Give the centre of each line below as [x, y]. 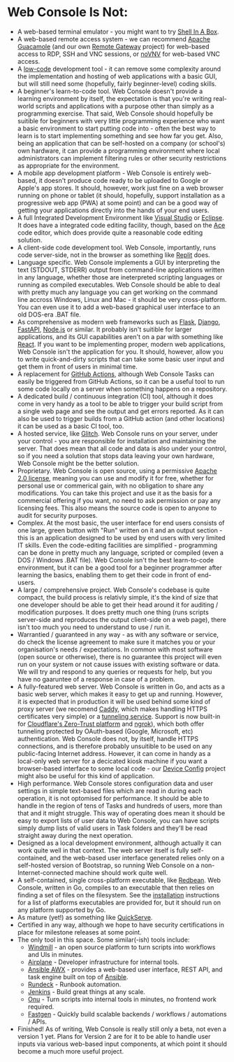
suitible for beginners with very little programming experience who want [121, 120]
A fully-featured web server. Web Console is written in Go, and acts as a [121, 687]
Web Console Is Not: [67, 12]
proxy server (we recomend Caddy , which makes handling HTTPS [112, 709]
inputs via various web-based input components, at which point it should [122, 1044]
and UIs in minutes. [56, 954]
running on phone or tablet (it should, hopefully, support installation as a [121, 195]
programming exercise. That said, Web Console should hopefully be [115, 113]
